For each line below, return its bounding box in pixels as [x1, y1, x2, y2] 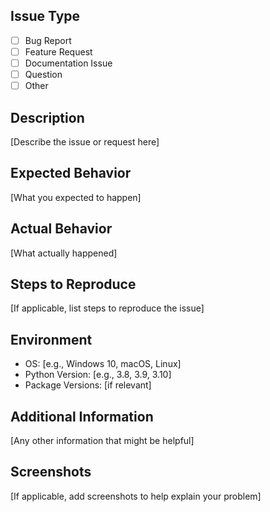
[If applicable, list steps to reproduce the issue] [10, 302, 205, 314]
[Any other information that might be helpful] [10, 435, 195, 446]
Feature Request [24, 45, 93, 58]
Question [24, 69, 63, 80]
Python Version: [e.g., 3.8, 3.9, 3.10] [24, 369, 172, 381]
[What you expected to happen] [10, 191, 142, 203]
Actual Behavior [10, 220, 113, 238]
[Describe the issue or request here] [10, 135, 160, 148]
